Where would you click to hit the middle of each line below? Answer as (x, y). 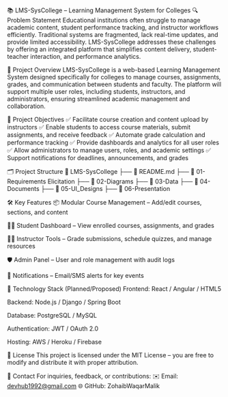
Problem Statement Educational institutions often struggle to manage (104, 20)
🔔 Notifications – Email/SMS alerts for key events (76, 276)
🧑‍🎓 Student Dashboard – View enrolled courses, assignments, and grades (111, 226)
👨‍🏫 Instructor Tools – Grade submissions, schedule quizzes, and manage (110, 239)
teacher (18, 56)
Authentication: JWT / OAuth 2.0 (53, 329)
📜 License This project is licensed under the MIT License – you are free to (110, 355)
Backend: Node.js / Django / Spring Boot (64, 302)
